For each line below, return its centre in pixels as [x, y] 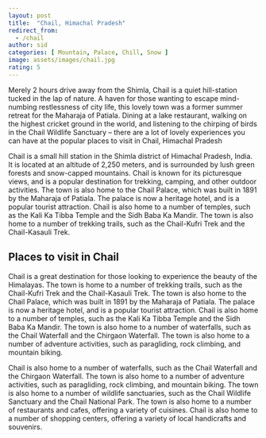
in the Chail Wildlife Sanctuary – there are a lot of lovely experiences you [127, 132]
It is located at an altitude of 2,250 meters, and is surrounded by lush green [132, 165]
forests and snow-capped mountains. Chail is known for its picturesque [125, 172]
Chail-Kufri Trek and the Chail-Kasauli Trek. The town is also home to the [127, 293]
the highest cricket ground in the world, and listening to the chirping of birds [133, 123]
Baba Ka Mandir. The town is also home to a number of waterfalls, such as [130, 327]
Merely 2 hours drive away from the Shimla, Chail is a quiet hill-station [123, 90]
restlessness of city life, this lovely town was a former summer [141, 107]
